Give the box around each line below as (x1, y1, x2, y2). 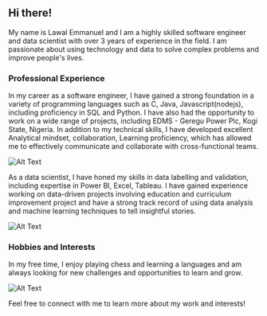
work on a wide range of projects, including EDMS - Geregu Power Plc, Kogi (8, 116, 257, 126)
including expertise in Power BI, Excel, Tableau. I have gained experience (8, 181, 249, 190)
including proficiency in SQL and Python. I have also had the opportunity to (8, 107, 255, 118)
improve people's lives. (8, 53, 84, 62)
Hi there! (8, 6, 53, 20)
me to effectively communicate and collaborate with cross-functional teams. (8, 142, 259, 151)
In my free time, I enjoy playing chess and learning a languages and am (8, 259, 241, 269)
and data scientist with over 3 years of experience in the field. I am (8, 36, 227, 45)
